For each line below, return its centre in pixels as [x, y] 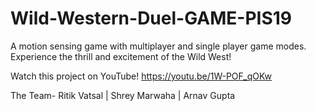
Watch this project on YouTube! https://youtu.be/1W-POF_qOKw [141, 76]
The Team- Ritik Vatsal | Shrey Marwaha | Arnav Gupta [123, 95]
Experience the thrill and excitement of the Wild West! [121, 56]
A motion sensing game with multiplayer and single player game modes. [158, 46]
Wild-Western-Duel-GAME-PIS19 [151, 18]
